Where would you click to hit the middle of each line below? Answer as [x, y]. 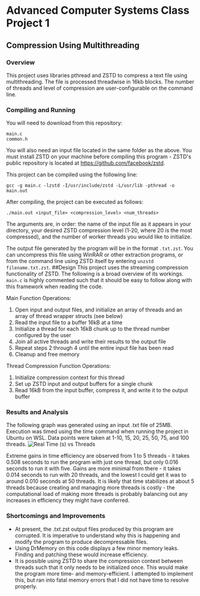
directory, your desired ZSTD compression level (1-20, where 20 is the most [99, 231]
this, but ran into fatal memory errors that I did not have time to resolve [102, 580]
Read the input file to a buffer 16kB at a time [69, 323]
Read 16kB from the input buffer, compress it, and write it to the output [101, 391]
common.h [17, 139]
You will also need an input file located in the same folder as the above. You [99, 150]
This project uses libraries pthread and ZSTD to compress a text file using [97, 75]
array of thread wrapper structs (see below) [69, 316]
